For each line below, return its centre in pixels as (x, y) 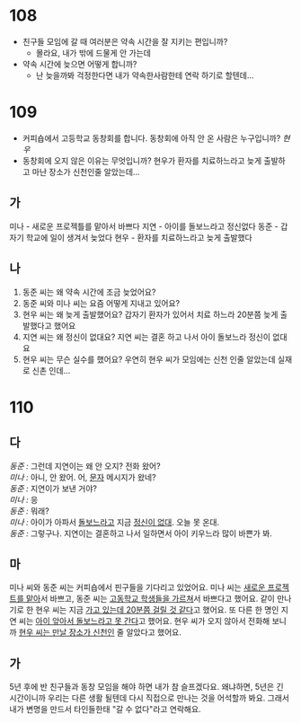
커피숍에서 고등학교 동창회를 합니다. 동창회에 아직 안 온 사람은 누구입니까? (151, 138)
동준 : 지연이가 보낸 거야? (53, 488)
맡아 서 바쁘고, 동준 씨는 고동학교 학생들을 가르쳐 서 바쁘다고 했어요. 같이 (150, 599)
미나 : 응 (24, 499)
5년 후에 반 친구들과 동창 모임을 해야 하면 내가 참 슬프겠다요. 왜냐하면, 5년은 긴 (147, 687)
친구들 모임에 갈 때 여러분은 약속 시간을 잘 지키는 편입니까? (125, 41)
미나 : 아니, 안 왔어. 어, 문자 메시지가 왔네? (83, 477)
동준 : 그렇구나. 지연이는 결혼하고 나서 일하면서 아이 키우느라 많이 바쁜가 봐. (141, 533)
